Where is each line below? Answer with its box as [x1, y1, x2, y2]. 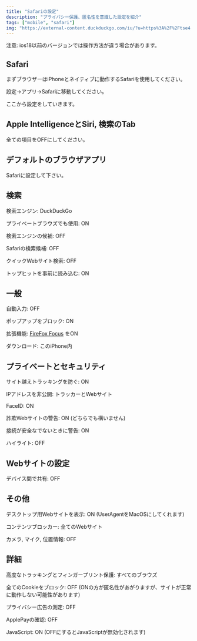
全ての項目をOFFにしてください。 [6, 136, 88, 143]
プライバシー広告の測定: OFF [6, 603, 76, 610]
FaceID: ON [6, 402, 34, 410]
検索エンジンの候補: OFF [6, 232, 66, 239]
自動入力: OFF [6, 305, 40, 312]
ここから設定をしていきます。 [6, 100, 78, 108]
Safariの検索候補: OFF [6, 244, 59, 251]
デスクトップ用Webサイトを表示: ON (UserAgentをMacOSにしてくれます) [6, 511, 185, 518]
